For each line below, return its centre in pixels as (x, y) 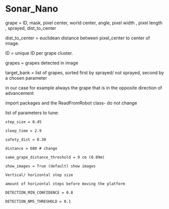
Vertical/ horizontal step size (39, 175)
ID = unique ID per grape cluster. (39, 53)
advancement (19, 93)
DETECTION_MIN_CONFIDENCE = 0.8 (39, 192)
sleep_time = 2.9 (23, 131)
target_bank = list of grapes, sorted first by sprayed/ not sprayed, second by (85, 72)
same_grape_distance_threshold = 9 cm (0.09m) (55, 157)
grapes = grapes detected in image (42, 63)
